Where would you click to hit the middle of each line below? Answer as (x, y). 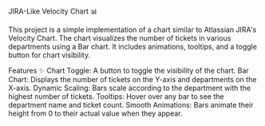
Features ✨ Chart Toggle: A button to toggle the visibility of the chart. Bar (129, 71)
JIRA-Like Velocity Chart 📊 (53, 11)
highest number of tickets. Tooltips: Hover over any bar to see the (116, 96)
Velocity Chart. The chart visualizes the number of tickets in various (120, 38)
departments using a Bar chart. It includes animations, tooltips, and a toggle (133, 47)
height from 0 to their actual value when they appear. (95, 113)
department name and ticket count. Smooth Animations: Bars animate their (131, 105)
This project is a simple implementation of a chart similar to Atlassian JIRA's (132, 30)
